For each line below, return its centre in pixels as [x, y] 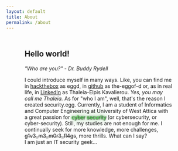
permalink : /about [28, 22]
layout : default [26, 11]
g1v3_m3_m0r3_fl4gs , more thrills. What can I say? [86, 136]
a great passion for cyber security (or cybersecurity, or [90, 117]
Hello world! [47, 54]
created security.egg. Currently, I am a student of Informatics [98, 105]
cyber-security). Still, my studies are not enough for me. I [93, 123]
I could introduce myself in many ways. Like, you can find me [98, 80]
